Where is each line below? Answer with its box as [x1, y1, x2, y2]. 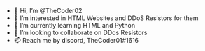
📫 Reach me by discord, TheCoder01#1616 [13, 37, 139, 44]
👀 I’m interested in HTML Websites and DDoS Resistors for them [13, 14, 199, 22]
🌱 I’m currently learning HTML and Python [13, 21, 135, 29]
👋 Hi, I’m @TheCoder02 [13, 7, 83, 14]
